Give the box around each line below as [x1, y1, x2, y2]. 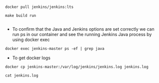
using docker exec [12, 37, 50, 42]
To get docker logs [12, 55, 51, 61]
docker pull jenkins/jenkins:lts [5, 4, 74, 9]
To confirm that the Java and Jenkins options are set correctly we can [12, 26, 155, 32]
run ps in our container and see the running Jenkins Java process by [12, 32, 152, 37]
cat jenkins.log [5, 73, 38, 78]
